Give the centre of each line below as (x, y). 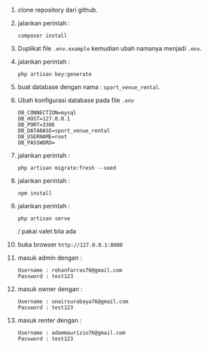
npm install (35, 193)
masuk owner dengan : (50, 289)
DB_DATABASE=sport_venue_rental (64, 131)
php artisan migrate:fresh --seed (67, 168)
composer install (42, 36)
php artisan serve (44, 219)
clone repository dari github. (57, 10)
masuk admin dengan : (50, 258)
